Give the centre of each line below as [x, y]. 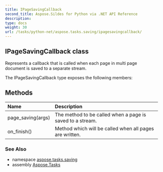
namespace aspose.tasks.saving [45, 159]
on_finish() [20, 131]
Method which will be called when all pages [105, 129]
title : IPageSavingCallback [33, 9]
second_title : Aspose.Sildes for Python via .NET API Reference [71, 14]
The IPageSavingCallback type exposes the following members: [69, 77]
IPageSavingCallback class [47, 51]
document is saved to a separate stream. [46, 68]
